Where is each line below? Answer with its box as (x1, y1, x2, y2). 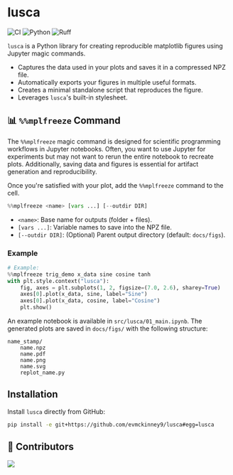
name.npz (20, 344, 46, 352)
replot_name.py (20, 369, 65, 377)
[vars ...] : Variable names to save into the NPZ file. (17, 223, 173, 231)
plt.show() (20, 304, 53, 311)
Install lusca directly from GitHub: (7, 407, 105, 416)
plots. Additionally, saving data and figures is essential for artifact (7, 159, 199, 168)
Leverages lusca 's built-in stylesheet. (17, 93, 128, 102)
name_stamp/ (7, 338, 43, 346)
